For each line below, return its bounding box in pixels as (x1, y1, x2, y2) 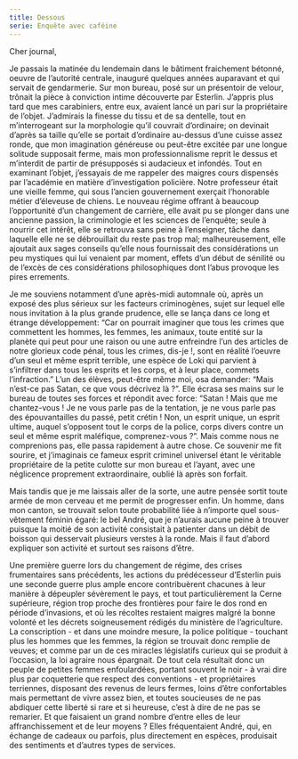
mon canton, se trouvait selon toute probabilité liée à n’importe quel (9, 504, 257, 515)
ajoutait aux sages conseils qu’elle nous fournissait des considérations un (9, 242, 278, 254)
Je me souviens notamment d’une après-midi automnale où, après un (9, 289, 264, 299)
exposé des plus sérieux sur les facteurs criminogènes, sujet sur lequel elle (9, 298, 286, 308)
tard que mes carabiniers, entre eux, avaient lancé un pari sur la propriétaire (9, 101, 288, 111)
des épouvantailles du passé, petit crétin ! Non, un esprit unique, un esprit (9, 412, 280, 422)
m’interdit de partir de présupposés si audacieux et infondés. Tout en (9, 158, 262, 168)
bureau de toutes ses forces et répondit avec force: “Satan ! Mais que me (9, 393, 278, 404)
